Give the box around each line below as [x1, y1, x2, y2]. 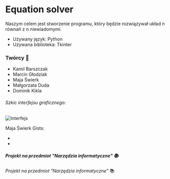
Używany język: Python [12, 36, 63, 42]
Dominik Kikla [12, 88, 42, 94]
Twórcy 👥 [5, 54, 29, 61]
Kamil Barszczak [12, 66, 48, 72]
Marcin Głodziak [12, 71, 48, 77]
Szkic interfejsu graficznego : [5, 99, 67, 106]
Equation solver [5, 4, 74, 15]
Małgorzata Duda [12, 82, 50, 88]
